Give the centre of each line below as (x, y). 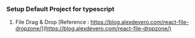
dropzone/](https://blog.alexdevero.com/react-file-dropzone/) (93, 28)
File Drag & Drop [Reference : (52, 22)
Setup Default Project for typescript (61, 9)
